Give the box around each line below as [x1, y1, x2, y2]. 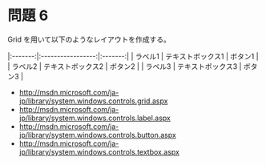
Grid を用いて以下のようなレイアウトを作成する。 [7, 34, 171, 44]
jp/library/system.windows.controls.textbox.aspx [18, 147, 179, 156]
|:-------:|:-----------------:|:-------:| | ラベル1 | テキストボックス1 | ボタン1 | [7, 51, 259, 61]
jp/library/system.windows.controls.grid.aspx [18, 96, 168, 106]
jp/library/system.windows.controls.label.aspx [18, 113, 171, 123]
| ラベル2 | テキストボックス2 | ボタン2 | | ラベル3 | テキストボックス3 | [7, 61, 242, 71]
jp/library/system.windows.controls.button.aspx [18, 130, 177, 139]
